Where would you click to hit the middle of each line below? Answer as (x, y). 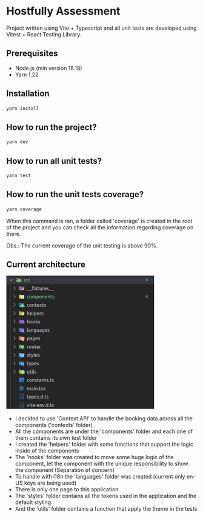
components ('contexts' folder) (54, 425)
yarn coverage (24, 209)
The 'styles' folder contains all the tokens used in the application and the (106, 496)
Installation (28, 94)
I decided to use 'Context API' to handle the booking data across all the (104, 419)
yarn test (19, 175)
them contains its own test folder (56, 438)
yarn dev (17, 142)
